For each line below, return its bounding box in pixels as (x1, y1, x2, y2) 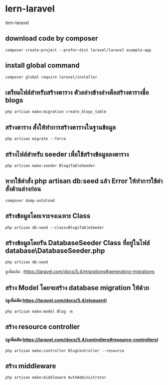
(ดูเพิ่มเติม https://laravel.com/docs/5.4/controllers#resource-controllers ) (5, 337, 159, 343)
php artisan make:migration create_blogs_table (5, 109, 107, 115)
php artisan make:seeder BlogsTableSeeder (5, 163, 95, 168)
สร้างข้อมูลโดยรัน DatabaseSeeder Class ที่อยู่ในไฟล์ (5, 239, 150, 247)
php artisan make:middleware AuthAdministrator (5, 375, 107, 380)
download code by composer (5, 34, 98, 43)
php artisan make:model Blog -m (5, 309, 73, 314)
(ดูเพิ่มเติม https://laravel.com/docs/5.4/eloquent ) (5, 298, 107, 304)
